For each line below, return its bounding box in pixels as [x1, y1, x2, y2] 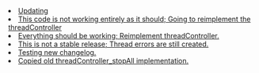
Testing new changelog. [18, 48, 97, 57]
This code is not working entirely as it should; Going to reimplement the [18, 14, 251, 24]
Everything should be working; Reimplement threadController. [18, 31, 219, 40]
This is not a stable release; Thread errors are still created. [18, 39, 209, 49]
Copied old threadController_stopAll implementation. [18, 57, 189, 65]
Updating [18, 6, 49, 15]
